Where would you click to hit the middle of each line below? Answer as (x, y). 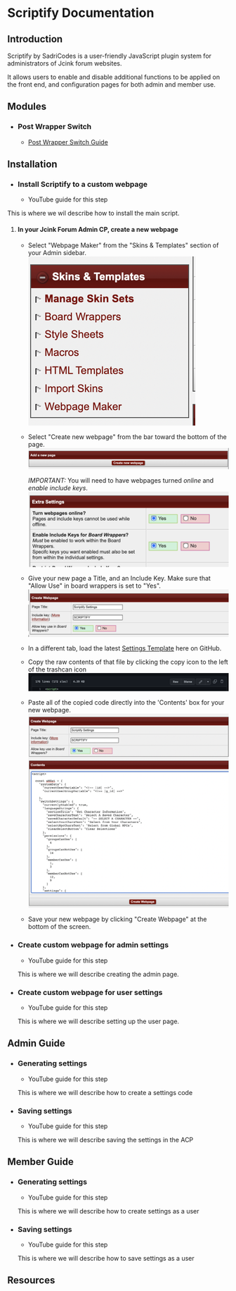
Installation (32, 165)
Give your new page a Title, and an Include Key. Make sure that (119, 578)
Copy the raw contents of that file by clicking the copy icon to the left (128, 662)
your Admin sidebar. (57, 252)
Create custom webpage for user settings (90, 992)
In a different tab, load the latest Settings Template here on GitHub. (125, 648)
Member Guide (40, 1162)
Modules (27, 107)
